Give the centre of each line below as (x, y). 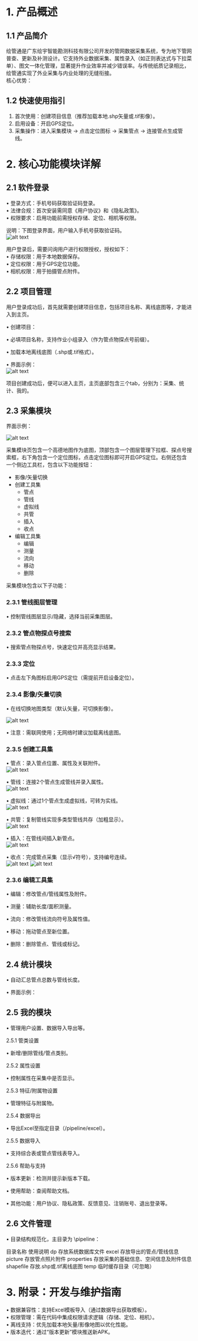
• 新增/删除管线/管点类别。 (39, 1053)
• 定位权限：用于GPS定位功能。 (45, 263)
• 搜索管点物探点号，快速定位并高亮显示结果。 (62, 647)
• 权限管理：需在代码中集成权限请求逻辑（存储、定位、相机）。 (82, 1317)
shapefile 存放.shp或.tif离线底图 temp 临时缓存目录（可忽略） (80, 1266)
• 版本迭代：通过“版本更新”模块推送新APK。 (60, 1332)
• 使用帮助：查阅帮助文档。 (39, 1191)
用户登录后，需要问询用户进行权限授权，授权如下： (68, 249)
